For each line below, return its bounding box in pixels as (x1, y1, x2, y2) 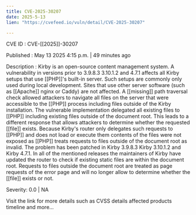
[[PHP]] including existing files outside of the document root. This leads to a (6, 113, 189, 120)
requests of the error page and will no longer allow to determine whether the (6, 169, 191, 176)
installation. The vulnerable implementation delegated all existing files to (6, 106, 180, 114)
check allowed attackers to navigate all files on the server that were (6, 94, 169, 101)
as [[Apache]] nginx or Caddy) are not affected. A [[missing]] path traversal (6, 88, 188, 95)
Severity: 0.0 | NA (6, 186, 49, 193)
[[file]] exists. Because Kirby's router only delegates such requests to (6, 125, 173, 132)
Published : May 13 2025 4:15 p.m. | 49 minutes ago (6, 52, 131, 59)
